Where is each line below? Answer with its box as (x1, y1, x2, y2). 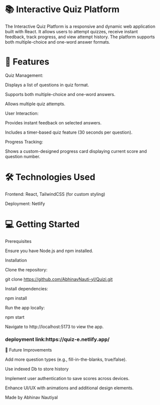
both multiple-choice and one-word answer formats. (5, 39, 111, 45)
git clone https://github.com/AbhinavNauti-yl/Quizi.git (5, 276, 113, 282)
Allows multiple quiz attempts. (5, 101, 66, 107)
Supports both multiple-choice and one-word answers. (5, 91, 116, 97)
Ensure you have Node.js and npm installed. (5, 248, 94, 254)
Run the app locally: (5, 305, 45, 310)
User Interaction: (5, 110, 39, 116)
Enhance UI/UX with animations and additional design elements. (5, 385, 134, 391)
